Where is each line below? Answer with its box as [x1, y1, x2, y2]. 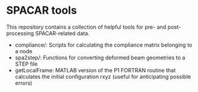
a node [14, 47, 32, 54]
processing [6, 29, 34, 36]
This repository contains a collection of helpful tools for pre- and [6, 23, 167, 30]
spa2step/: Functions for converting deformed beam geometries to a [14, 54, 185, 61]
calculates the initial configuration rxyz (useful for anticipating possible [14, 73, 191, 80]
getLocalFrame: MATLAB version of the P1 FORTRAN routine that [14, 66, 176, 73]
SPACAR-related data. [35, 29, 90, 36]
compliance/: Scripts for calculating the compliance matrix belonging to [14, 41, 193, 48]
